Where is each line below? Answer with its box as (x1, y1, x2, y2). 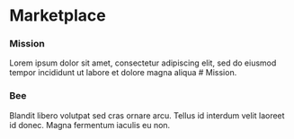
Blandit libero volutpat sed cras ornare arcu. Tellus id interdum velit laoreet (9, 109, 285, 121)
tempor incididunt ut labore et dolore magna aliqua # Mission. (9, 67, 237, 78)
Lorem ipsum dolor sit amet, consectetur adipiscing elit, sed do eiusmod (9, 57, 277, 68)
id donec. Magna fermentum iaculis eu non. (9, 119, 171, 130)
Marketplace (9, 5, 106, 26)
